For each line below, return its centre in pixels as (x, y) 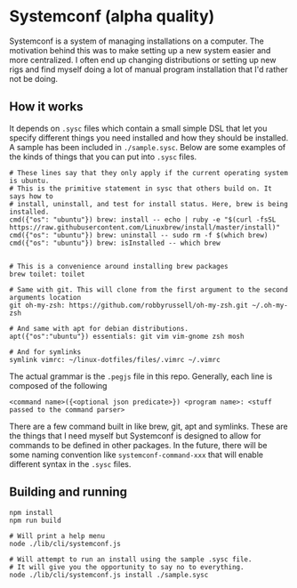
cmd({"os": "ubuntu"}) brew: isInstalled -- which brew (115, 243)
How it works (46, 107)
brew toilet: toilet (48, 274)
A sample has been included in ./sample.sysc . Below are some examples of (148, 147)
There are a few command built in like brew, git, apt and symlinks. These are (148, 426)
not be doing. (34, 78)
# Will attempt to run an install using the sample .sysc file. (131, 559)
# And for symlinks (45, 352)
